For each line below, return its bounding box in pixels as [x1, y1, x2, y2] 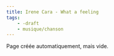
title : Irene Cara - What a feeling [6, 9, 99, 15]
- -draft [17, 20, 39, 26]
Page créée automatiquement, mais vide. [6, 43, 109, 50]
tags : [6, 15, 20, 21]
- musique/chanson [17, 26, 64, 32]
